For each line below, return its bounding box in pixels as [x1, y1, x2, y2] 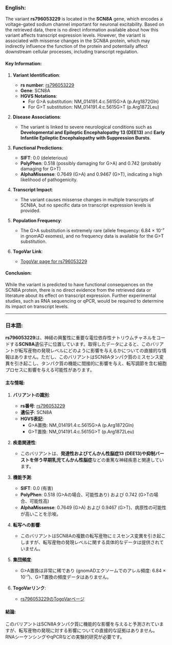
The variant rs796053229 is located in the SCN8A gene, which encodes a [5, 16, 163, 22]
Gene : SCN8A [20, 87, 50, 94]
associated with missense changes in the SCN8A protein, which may [5, 38, 150, 44]
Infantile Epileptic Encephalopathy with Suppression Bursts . [20, 134, 151, 141]
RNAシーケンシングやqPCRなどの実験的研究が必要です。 [5, 634, 125, 640]
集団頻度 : [12, 556, 32, 563]
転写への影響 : [12, 522, 41, 528]
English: [5, 4, 27, 11]
